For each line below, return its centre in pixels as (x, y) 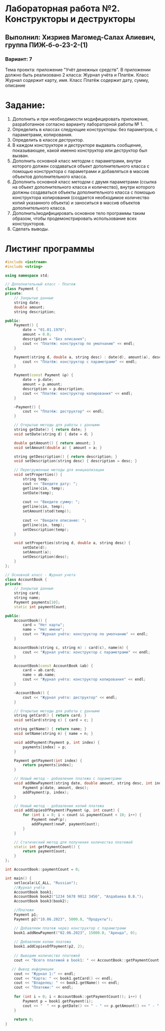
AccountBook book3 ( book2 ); (41, 901)
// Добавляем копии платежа (42, 942)
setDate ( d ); (35, 548)
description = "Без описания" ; (55, 339)
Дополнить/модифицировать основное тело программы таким (79, 213)
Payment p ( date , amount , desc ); (56, 788)
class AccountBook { (26, 580)
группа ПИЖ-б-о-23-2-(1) (47, 45)
